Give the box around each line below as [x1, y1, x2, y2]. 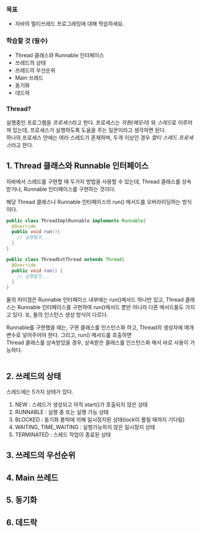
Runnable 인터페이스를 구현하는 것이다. [23, 185, 116, 193]
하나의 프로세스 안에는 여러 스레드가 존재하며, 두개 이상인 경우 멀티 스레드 [6, 134, 178, 141]
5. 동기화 [6, 495, 37, 505]
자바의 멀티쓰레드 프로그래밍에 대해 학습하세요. [14, 20, 125, 28]
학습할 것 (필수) [6, 37, 48, 45]
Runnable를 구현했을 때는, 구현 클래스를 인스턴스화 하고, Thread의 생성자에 [6, 324, 183, 331]
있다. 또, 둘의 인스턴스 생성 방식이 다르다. [12, 311, 109, 318]
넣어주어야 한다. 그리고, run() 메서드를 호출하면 [22, 331, 132, 339]
